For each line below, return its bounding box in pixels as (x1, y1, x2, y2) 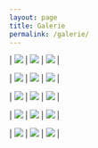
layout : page (9, 12, 58, 22)
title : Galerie (9, 21, 66, 30)
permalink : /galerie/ (9, 29, 90, 38)
